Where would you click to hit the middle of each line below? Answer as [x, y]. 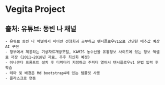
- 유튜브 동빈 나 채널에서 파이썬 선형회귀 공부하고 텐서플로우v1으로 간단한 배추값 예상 [82, 41]
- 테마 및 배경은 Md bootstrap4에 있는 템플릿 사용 [53, 73]
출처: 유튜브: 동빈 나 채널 [41, 29]
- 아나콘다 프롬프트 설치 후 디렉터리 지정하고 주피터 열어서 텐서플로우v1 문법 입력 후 [82, 63]
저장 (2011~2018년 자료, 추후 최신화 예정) [50, 57]
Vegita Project [35, 9]
